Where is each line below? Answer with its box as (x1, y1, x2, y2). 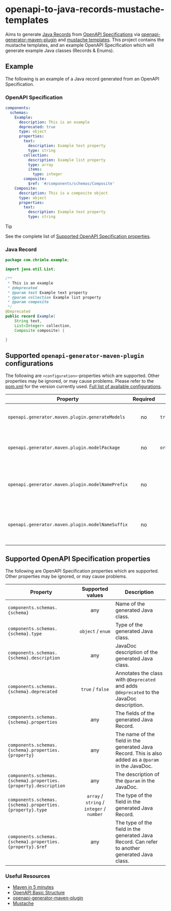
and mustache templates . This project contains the (58, 37, 164, 43)
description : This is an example (18, 120, 90, 125)
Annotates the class (115, 670, 163, 677)
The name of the (115, 731, 155, 738)
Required (132, 395, 155, 403)
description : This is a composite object (18, 190, 108, 195)
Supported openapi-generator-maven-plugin (5, 351, 144, 360)
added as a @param (115, 756, 159, 763)
